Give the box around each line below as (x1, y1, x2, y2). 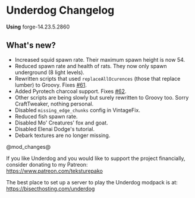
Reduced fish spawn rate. (14, 113, 78, 120)
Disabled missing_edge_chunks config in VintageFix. (14, 106, 141, 113)
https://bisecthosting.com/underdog (6, 185, 95, 192)
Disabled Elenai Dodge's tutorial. (14, 125, 95, 132)
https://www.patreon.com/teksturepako (6, 167, 103, 174)
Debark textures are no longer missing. (14, 132, 111, 139)
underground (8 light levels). (14, 69, 85, 76)
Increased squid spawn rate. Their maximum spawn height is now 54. (14, 56, 185, 63)
